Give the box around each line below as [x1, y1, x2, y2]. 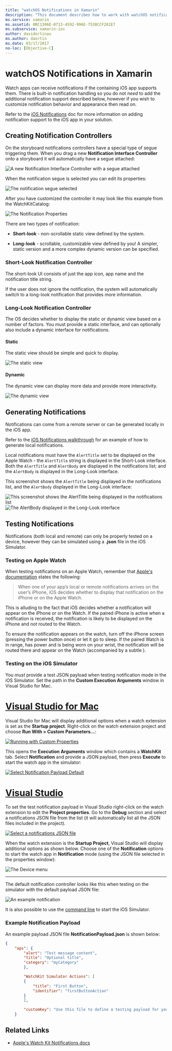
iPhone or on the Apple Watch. [17, 595, 83, 601]
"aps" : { [14, 945, 33, 951]
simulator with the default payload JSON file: [5, 886, 100, 893]
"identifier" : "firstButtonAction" [32, 988, 109, 994]
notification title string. [5, 276, 53, 282]
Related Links [5, 1026, 50, 1035]
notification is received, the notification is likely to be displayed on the [5, 616, 153, 622]
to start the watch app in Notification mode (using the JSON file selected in [5, 851, 165, 857]
